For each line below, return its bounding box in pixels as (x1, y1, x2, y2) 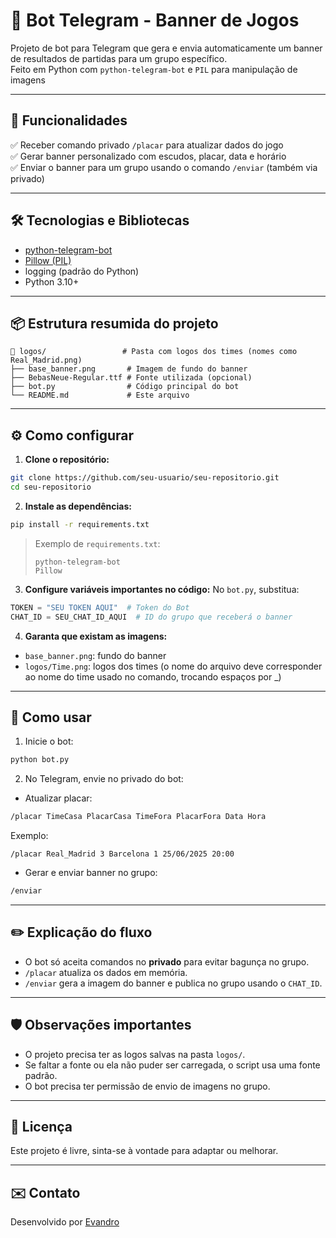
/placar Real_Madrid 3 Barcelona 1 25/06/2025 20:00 (10, 849, 235, 859)
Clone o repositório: (24, 454, 110, 466)
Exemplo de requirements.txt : (34, 537, 161, 549)
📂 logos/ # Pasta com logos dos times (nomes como (10, 347, 298, 357)
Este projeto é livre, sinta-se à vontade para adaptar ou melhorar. (10, 1145, 279, 1157)
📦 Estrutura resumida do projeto (10, 315, 219, 332)
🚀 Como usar (10, 709, 92, 726)
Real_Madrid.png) (10, 355, 83, 366)
